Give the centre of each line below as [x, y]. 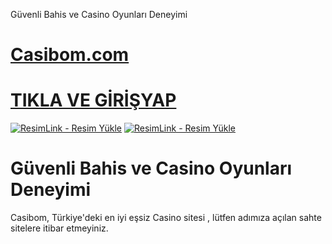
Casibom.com [70, 55]
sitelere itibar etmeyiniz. [59, 228]
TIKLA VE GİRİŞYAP [93, 100]
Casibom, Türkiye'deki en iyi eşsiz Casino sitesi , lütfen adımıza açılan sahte [166, 218]
